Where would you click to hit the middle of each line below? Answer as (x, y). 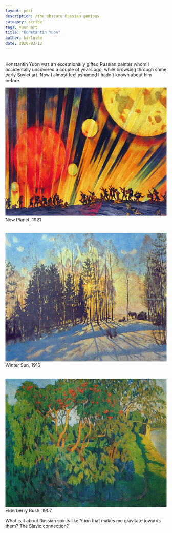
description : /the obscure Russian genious (52, 16)
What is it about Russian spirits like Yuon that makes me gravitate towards (83, 520)
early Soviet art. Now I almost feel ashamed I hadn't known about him (79, 75)
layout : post (19, 11)
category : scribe (24, 22)
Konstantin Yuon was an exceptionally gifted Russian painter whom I (77, 64)
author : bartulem (24, 38)
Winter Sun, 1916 (23, 365)
